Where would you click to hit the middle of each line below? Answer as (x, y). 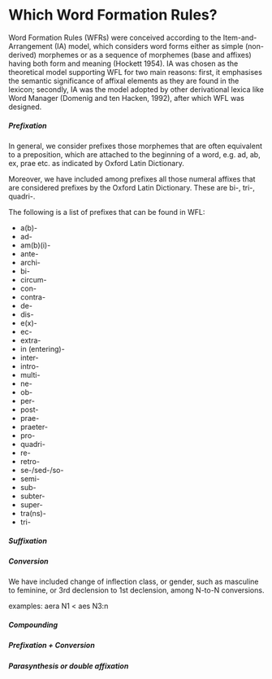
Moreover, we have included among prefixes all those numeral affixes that (132, 179)
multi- (30, 375)
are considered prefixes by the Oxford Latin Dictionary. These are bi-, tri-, (132, 187)
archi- (30, 262)
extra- (30, 340)
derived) (22, 55)
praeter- (34, 427)
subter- (32, 496)
